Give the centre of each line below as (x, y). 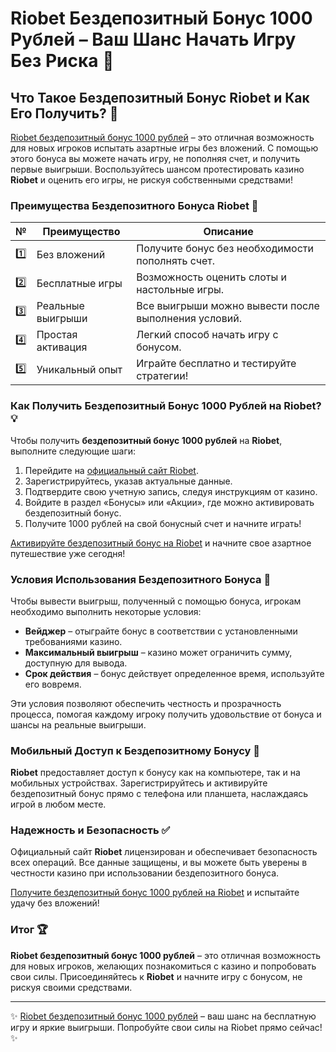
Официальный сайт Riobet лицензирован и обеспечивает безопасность (164, 852)
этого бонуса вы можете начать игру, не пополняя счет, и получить (155, 158)
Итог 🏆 (29, 930)
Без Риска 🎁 (62, 61)
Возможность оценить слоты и (211, 277)
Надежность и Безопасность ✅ (90, 830)
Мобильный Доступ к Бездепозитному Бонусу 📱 (135, 750)
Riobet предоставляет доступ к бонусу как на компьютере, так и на (155, 773)
